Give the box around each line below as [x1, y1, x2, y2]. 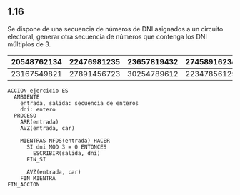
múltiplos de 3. [7, 39, 51, 49]
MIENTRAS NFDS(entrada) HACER [20, 137, 111, 144]
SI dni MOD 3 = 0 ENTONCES [26, 143, 107, 151]
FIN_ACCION [7, 181, 40, 188]
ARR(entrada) [20, 118, 59, 126]
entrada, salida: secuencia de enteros [20, 99, 139, 106]
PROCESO [14, 112, 37, 119]
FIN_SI [26, 156, 46, 163]
